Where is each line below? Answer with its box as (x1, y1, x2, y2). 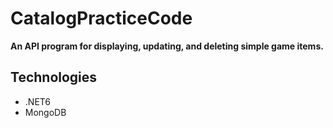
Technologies (10, 69, 98, 86)
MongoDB (24, 106, 67, 118)
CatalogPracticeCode (10, 7, 193, 30)
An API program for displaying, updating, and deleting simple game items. (10, 40, 324, 52)
